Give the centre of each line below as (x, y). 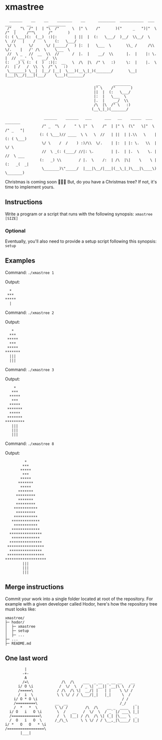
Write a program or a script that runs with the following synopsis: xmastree (79, 214)
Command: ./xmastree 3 (29, 369)
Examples (20, 261)
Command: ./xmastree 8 (29, 444)
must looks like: (21, 609)
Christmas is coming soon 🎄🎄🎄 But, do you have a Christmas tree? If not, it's (81, 181)
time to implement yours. (30, 187)
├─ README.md (18, 643)
